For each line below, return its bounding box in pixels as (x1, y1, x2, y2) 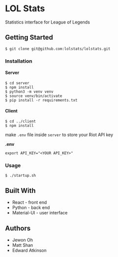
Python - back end (12, 205, 50, 210)
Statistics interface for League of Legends (5, 19, 90, 25)
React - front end (12, 199, 47, 206)
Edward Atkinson (12, 248, 47, 253)
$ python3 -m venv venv (5, 89, 54, 94)
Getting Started (5, 33, 53, 42)
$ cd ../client (5, 119, 36, 124)
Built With (5, 187, 36, 195)
